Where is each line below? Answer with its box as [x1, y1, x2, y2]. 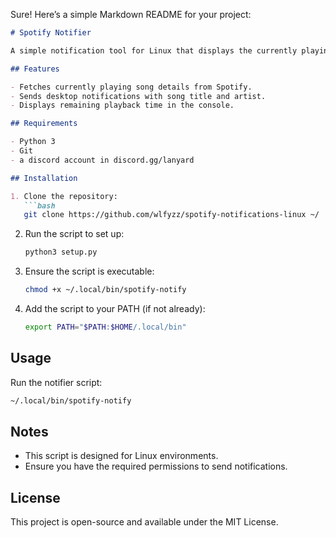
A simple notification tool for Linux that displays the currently [10, 45, 298, 56]
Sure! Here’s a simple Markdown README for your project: [10, 9, 252, 20]
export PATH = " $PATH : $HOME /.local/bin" [24, 322, 187, 332]
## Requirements [10, 119, 78, 129]
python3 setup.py [24, 247, 98, 258]
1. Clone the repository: [10, 191, 118, 201]
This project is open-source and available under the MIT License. [10, 516, 279, 528]
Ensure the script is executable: [24, 265, 155, 278]
